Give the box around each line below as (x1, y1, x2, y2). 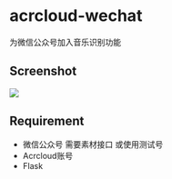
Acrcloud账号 (22, 150, 74, 161)
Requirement (9, 114, 85, 129)
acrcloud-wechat (9, 5, 143, 26)
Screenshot (9, 64, 77, 79)
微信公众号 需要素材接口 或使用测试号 (22, 138, 164, 150)
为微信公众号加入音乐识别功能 (9, 36, 121, 47)
